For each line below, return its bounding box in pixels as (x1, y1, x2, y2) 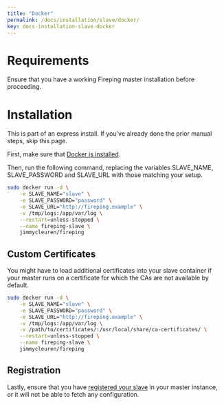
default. (7, 281, 30, 289)
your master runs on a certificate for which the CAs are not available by (7, 273, 210, 282)
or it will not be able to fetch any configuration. (7, 390, 139, 398)
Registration (7, 364, 61, 376)
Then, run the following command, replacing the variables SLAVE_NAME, (7, 163, 214, 172)
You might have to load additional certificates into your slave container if (7, 267, 212, 275)
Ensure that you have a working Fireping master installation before (7, 75, 195, 83)
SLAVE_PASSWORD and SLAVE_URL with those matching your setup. (7, 171, 203, 179)
